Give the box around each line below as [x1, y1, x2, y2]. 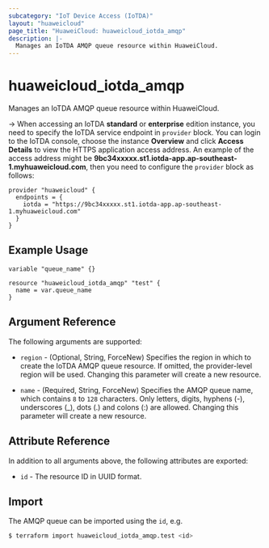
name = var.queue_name [15, 286, 92, 294]
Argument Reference [8, 315, 116, 329]
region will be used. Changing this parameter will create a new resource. [19, 369, 262, 379]
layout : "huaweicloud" [8, 19, 85, 27]
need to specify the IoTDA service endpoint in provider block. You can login [8, 128, 261, 137]
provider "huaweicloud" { [8, 187, 95, 195]
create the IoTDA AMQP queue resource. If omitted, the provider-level [19, 360, 253, 370]
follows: [8, 171, 35, 180]
